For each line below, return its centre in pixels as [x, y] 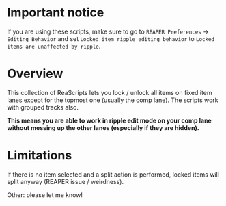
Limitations [40, 156]
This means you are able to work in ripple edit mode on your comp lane [109, 120]
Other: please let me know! [45, 195]
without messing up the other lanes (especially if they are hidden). [103, 127]
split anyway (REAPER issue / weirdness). [66, 181]
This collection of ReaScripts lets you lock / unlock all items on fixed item [110, 92]
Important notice [56, 13]
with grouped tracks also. [43, 107]
